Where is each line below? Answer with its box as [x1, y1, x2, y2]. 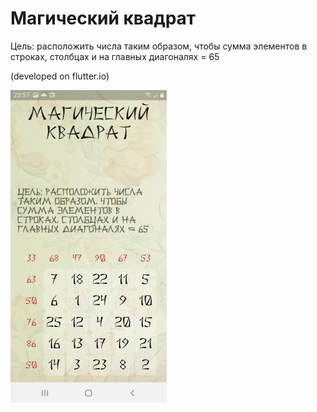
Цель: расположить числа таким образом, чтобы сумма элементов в [10, 40, 308, 52]
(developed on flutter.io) [10, 70, 110, 82]
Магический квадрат [10, 7, 197, 30]
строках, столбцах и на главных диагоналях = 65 [10, 50, 220, 62]
